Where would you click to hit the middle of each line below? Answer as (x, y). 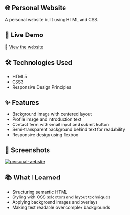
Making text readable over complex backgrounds (61, 207)
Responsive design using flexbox (45, 135)
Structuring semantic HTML (40, 192)
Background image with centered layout (52, 114)
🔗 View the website (24, 47)
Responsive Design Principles (42, 87)
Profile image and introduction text (47, 119)
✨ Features (22, 102)
